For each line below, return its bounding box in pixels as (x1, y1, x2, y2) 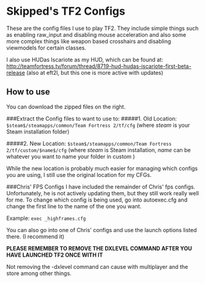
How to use (6, 87, 50, 97)
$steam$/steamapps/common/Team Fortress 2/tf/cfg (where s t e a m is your (6, 121, 190, 129)
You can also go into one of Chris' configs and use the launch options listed (6, 226, 197, 233)
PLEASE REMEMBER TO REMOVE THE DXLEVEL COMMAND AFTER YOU (6, 244, 192, 252)
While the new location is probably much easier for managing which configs (6, 164, 198, 172)
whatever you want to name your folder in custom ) (6, 153, 135, 160)
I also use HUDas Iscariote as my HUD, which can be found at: (6, 56, 163, 63)
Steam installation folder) (6, 127, 70, 135)
